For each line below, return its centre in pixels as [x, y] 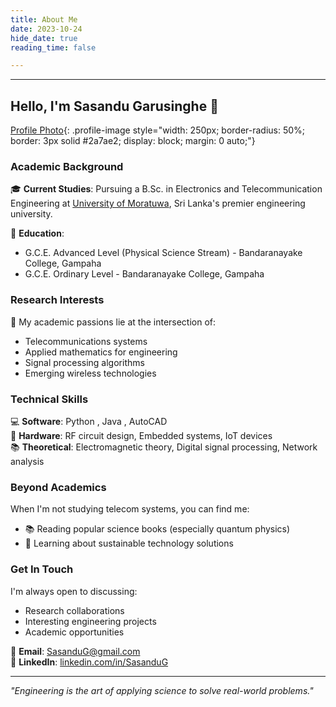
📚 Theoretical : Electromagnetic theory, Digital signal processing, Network [164, 447]
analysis [27, 461]
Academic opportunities [74, 632]
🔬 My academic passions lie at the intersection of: [113, 322]
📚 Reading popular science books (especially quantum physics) [157, 529]
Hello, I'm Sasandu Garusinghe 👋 [114, 106]
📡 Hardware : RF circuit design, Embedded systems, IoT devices [141, 435]
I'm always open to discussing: [74, 591]
